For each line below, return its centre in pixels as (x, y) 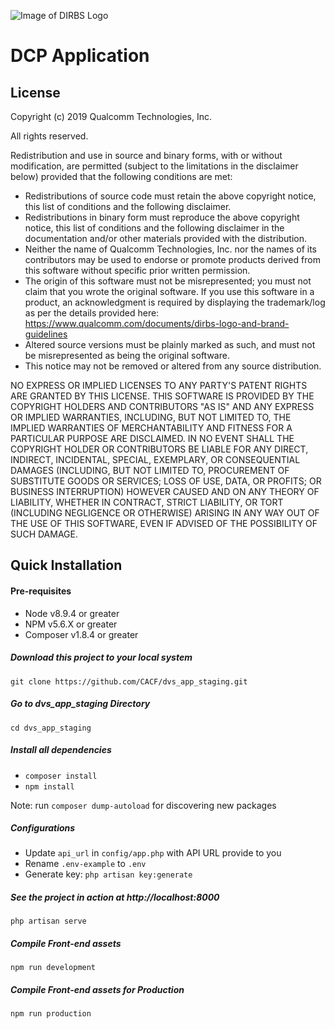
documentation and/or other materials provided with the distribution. (165, 238)
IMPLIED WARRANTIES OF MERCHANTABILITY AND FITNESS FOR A (151, 428)
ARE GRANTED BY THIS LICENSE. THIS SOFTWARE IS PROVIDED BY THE (162, 396)
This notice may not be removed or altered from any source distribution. (173, 366)
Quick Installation (66, 565)
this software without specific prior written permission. (137, 270)
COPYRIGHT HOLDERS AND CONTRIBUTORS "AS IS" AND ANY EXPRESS (162, 406)
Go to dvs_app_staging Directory (80, 704)
